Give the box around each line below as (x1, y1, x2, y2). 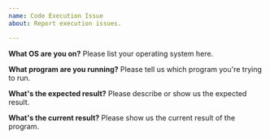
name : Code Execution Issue (8, 11, 104, 20)
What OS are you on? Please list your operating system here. (8, 48, 214, 58)
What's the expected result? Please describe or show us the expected (8, 88, 247, 98)
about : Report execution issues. (8, 19, 122, 27)
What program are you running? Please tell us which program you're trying (8, 64, 263, 74)
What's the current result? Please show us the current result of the (8, 112, 236, 122)
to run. (8, 73, 31, 82)
